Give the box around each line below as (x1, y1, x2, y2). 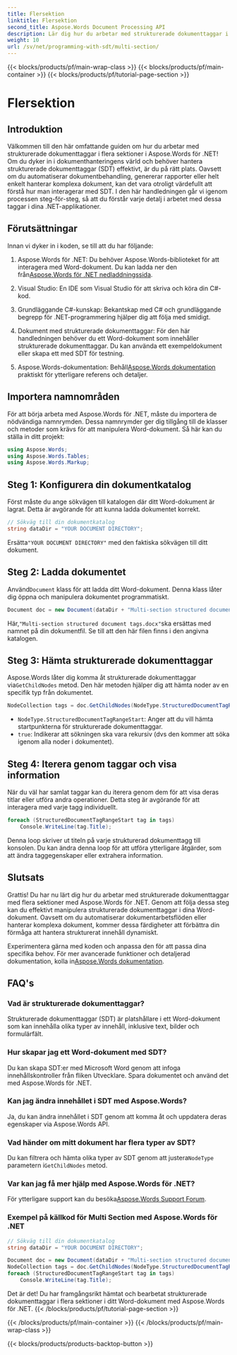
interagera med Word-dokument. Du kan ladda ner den (17, 263, 178, 271)
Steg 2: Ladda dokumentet (7, 566, 126, 578)
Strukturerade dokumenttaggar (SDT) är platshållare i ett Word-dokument (7, 1014, 221, 1024)
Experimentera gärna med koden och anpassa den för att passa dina (7, 941, 207, 950)
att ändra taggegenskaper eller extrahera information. (7, 851, 164, 859)
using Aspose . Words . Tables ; (7, 453, 90, 460)
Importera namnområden (7, 391, 120, 403)
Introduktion (7, 123, 63, 135)
